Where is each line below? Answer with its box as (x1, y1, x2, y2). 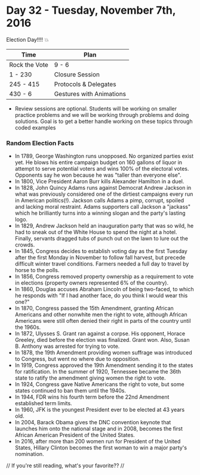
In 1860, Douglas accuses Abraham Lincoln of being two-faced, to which (14, 286, 194, 293)
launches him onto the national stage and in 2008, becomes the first (14, 425, 183, 433)
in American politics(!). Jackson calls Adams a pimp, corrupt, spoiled (14, 197, 184, 204)
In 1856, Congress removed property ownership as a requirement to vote (14, 273, 194, 280)
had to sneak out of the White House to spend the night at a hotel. (14, 229, 177, 236)
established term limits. (14, 400, 73, 407)
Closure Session (54, 70, 100, 78)
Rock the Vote (9, 60, 49, 69)
